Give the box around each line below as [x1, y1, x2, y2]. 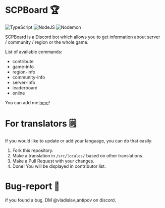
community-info [12, 74, 46, 80]
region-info [12, 69, 36, 75]
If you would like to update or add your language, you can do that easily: [5, 138, 153, 143]
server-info [12, 79, 36, 85]
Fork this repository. [12, 147, 54, 153]
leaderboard [12, 84, 38, 90]
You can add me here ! [5, 99, 51, 105]
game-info [12, 64, 34, 69]
